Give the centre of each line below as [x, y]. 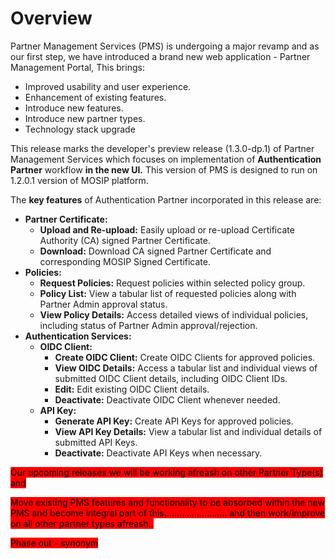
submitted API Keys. [96, 442]
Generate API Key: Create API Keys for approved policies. [174, 421]
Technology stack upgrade [80, 129]
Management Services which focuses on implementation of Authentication [166, 159]
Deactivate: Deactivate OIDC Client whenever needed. [167, 399]
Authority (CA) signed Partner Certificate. [125, 240]
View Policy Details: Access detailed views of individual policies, [174, 314]
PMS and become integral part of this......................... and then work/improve [168, 513]
